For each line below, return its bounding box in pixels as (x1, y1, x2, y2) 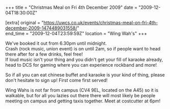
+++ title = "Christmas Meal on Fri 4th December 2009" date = (5, 5, 138, 10)
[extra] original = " (5, 20, 44, 25)
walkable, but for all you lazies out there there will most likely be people (5, 93, 156, 98)
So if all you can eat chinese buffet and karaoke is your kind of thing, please (5, 72, 165, 78)
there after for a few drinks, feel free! (5, 51, 83, 57)
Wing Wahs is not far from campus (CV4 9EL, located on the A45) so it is (5, 87, 159, 93)
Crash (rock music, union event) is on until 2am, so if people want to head (5, 46, 161, 51)
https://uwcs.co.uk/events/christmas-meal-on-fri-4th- (43, 20, 158, 25)
